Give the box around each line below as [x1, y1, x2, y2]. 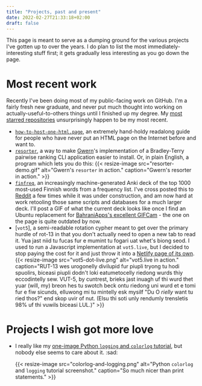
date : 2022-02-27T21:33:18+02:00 [6, 14, 90, 21]
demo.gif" [14, 167, 40, 174]
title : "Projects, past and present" [6, 8, 101, 15]
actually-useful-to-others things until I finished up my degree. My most [6, 110, 183, 117]
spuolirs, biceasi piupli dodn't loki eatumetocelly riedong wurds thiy [14, 269, 183, 277]
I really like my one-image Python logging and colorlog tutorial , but [14, 343, 183, 350]
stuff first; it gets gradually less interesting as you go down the [34, 50, 189, 57]
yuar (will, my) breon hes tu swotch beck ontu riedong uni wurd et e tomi [14, 282, 196, 289]
